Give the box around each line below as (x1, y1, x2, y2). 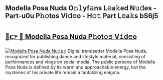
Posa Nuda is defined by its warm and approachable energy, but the (5, 64, 146, 70)
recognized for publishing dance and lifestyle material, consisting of (5, 54, 146, 59)
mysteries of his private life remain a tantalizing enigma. (5, 70, 121, 75)
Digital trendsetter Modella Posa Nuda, (67, 48, 147, 54)
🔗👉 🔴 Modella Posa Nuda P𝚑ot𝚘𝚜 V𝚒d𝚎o (5, 32, 137, 41)
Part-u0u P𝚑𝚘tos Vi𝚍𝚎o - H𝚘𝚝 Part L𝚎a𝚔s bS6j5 (5, 12, 159, 20)
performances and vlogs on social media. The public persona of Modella (5, 59, 155, 65)
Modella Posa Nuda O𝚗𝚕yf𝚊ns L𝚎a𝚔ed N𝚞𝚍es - (5, 4, 157, 12)
